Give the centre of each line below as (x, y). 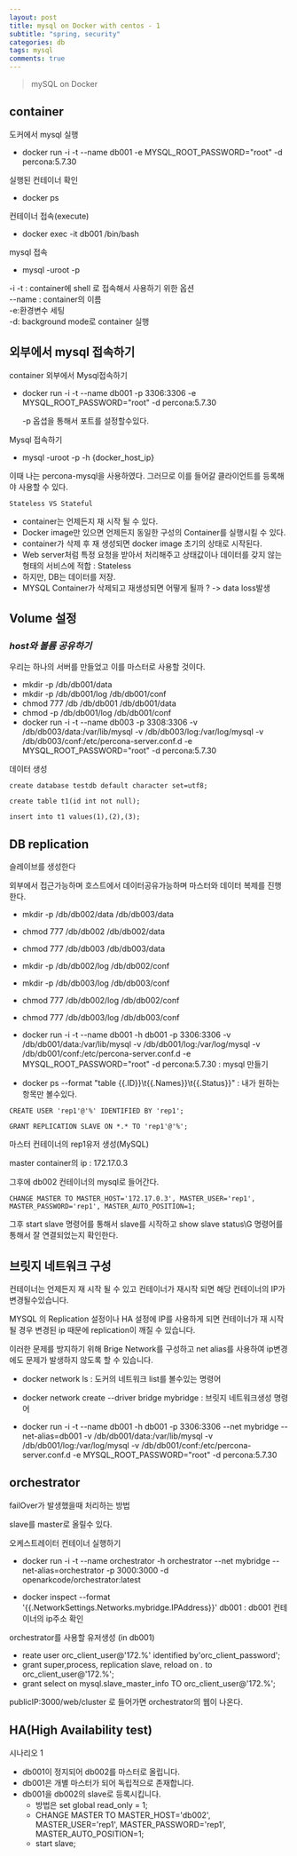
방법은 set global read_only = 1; (91, 1804)
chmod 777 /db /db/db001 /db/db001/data (99, 703)
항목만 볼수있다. (49, 1094)
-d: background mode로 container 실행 (79, 321)
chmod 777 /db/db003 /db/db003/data (94, 949)
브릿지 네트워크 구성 (60, 1266)
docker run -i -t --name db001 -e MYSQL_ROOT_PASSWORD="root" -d (152, 152)
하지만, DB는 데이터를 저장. (69, 576)
